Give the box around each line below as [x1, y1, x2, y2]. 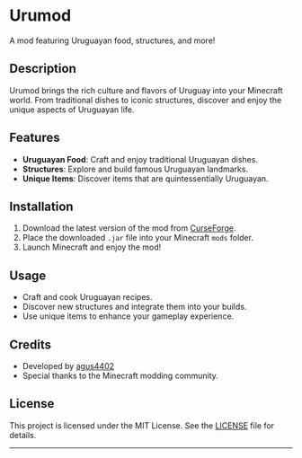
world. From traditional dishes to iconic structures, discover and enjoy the [9, 94, 282, 105]
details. [9, 429, 37, 440]
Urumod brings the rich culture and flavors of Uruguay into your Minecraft [9, 84, 283, 95]
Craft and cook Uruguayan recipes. [22, 292, 153, 303]
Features [9, 130, 60, 145]
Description [9, 61, 76, 76]
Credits [9, 337, 52, 352]
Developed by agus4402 [22, 361, 115, 371]
